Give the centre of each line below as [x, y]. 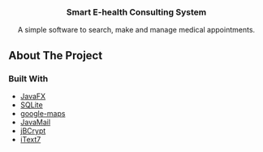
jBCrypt [33, 130]
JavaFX [33, 96]
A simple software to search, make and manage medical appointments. [136, 30]
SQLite [31, 105]
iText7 [30, 139]
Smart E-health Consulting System [136, 12]
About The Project [56, 55]
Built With [28, 78]
